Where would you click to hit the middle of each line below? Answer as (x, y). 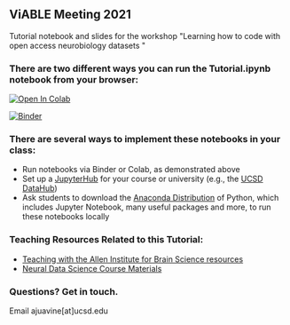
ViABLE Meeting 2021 (70, 15)
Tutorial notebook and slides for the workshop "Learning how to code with (145, 36)
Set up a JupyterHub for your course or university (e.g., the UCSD (142, 179)
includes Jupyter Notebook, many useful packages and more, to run (147, 207)
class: (23, 150)
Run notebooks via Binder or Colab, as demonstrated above (131, 170)
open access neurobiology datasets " (78, 45)
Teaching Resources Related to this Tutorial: (106, 240)
